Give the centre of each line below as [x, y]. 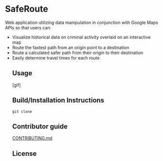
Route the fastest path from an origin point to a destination [71, 47]
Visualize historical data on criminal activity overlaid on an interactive [81, 37]
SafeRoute [27, 9]
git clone [22, 111]
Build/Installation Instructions [58, 100]
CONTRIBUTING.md [32, 138]
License [24, 153]
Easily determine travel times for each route [56, 58]
